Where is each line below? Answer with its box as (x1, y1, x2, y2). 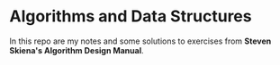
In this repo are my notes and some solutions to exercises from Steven (9, 36, 272, 46)
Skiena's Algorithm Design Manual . (9, 45, 144, 55)
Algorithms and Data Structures (9, 6, 252, 27)
